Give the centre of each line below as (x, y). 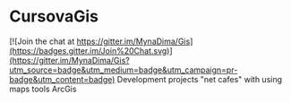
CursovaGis (54, 17)
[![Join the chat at (42, 41)
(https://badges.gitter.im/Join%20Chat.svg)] (91, 50)
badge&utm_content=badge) (62, 79)
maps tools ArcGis (43, 89)
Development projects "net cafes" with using (200, 79)
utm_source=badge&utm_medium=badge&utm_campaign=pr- (124, 70)
